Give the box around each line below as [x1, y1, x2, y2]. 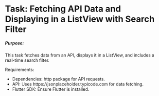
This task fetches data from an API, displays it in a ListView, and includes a [5, 52, 155, 58]
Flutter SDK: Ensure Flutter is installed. [12, 86, 89, 92]
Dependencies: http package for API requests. [12, 76, 105, 82]
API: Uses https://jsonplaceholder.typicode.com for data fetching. [12, 81, 144, 87]
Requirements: [5, 67, 34, 73]
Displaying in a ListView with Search [5, 14, 155, 25]
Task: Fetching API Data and [5, 3, 121, 14]
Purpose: [5, 40, 24, 46]
